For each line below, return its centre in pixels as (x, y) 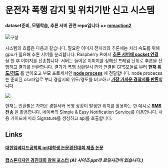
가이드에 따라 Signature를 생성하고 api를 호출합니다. (61, 118)
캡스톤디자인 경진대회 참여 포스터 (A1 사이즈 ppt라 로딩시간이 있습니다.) (74, 160)
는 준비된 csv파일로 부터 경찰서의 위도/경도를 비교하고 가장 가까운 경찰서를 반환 (82, 79)
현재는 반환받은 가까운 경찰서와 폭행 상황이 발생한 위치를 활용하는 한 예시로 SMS (83, 106)
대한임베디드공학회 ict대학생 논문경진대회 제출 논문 (54, 148)
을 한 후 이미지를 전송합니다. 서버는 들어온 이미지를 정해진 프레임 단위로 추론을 (81, 61)
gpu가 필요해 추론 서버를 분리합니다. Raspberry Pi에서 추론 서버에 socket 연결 (82, 54)
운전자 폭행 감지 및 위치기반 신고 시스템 (80, 10)
